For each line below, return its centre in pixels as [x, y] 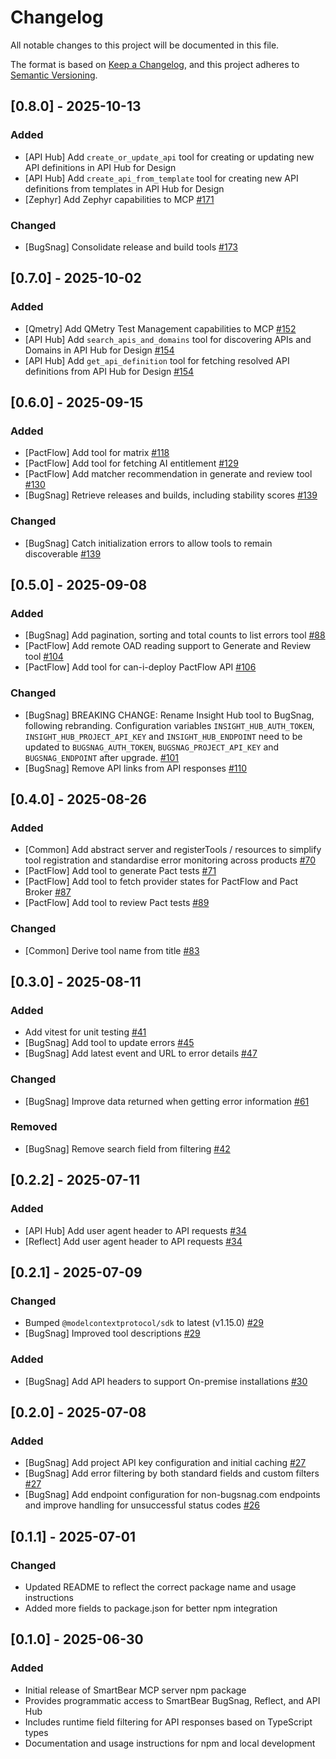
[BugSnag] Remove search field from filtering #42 [127, 1148]
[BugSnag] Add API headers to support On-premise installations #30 [166, 1381]
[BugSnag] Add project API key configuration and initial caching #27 [165, 1463]
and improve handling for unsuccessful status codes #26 [142, 1505]
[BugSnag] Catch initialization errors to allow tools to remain [148, 543]
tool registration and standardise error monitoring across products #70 [170, 860]
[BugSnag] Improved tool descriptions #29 [112, 1333]
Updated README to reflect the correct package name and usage [160, 1587]
